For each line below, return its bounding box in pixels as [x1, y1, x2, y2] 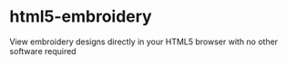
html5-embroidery [9, 6, 152, 27]
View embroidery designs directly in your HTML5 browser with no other [9, 36, 279, 47]
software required [9, 45, 77, 56]
